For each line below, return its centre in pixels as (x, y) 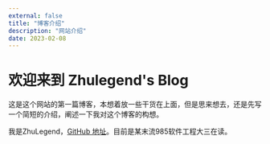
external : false (35, 16)
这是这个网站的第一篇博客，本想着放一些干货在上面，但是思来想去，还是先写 (135, 105)
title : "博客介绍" (37, 23)
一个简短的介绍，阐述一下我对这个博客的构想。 (86, 114)
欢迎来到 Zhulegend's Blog (98, 80)
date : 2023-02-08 (37, 38)
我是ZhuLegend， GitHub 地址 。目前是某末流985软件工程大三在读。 (120, 132)
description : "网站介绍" (47, 31)
